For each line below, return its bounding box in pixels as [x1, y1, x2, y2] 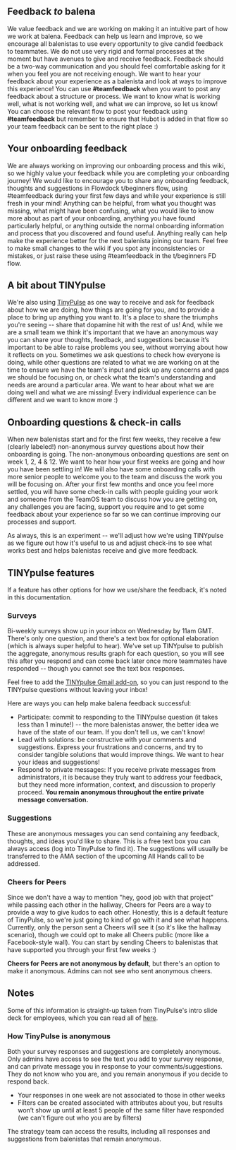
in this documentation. [7, 593, 73, 602]
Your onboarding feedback [7, 143, 128, 155]
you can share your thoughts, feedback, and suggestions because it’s [7, 336, 210, 344]
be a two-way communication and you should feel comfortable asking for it [7, 61, 225, 70]
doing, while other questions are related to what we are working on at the [7, 358, 220, 367]
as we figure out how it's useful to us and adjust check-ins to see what [7, 539, 213, 547]
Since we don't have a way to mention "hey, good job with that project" [7, 893, 214, 901]
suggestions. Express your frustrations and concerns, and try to [17, 743, 203, 751]
